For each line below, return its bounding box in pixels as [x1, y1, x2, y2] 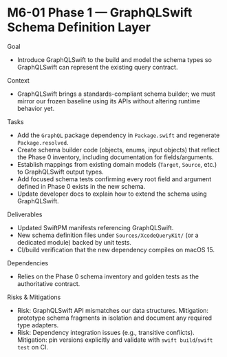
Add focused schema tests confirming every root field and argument [17, 174, 212, 183]
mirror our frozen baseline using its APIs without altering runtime [17, 96, 201, 105]
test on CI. [17, 343, 48, 351]
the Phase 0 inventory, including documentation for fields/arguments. [17, 153, 215, 161]
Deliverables [7, 210, 43, 218]
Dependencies [7, 258, 49, 267]
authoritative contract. [17, 279, 80, 287]
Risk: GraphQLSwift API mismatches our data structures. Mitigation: [17, 306, 208, 314]
